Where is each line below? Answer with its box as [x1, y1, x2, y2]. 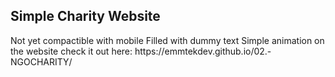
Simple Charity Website [10, 8, 161, 25]
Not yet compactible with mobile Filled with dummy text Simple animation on [10, 34, 325, 46]
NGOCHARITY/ [10, 55, 73, 68]
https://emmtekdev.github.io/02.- [134, 45, 272, 57]
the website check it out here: [10, 45, 133, 57]
